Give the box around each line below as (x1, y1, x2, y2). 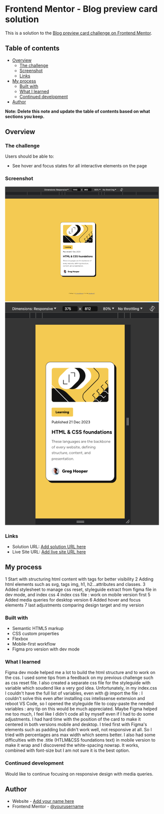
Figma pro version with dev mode (12, 646, 80, 652)
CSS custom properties (12, 630, 60, 637)
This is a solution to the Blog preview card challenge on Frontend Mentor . (5, 30, 152, 36)
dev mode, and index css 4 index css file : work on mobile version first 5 (5, 591, 150, 598)
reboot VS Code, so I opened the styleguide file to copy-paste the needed (5, 701, 154, 707)
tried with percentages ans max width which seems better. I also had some (5, 732, 156, 738)
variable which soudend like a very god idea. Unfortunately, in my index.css (5, 685, 157, 691)
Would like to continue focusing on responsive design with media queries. (5, 771, 154, 777)
